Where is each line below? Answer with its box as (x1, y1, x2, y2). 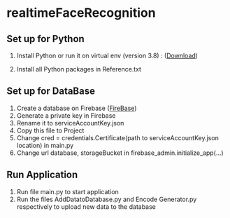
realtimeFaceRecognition (6, 5, 156, 21)
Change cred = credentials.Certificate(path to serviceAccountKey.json (16, 133, 220, 142)
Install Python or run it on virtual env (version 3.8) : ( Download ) (16, 51, 199, 60)
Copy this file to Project (16, 126, 85, 135)
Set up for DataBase (6, 86, 96, 97)
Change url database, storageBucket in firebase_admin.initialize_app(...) (16, 149, 224, 157)
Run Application (6, 169, 78, 181)
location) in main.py (16, 141, 74, 149)
